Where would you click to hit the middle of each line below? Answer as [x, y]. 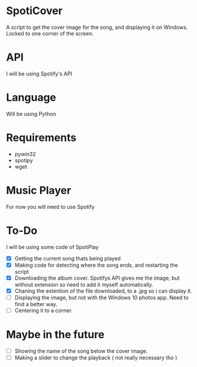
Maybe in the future [55, 335]
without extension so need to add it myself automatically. [84, 284]
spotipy [24, 160]
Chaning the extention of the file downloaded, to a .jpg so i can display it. [103, 291]
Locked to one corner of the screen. [50, 33]
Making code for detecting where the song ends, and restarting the [96, 265]
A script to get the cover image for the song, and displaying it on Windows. [97, 27]
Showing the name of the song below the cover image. [81, 351]
